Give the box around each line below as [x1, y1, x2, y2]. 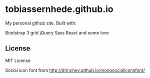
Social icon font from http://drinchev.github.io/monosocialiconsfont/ [5, 67, 145, 73]
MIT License [5, 57, 31, 63]
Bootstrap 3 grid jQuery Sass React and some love [5, 29, 109, 35]
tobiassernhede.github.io [5, 3, 113, 15]
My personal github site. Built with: [5, 20, 76, 26]
